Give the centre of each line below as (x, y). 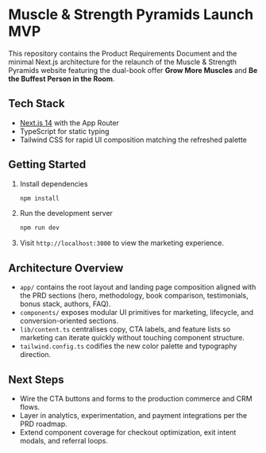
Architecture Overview (66, 268)
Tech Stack (37, 104)
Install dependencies (54, 183)
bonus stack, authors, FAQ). (65, 304)
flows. (30, 407)
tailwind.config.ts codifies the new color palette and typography (128, 346)
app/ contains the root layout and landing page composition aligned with (138, 287)
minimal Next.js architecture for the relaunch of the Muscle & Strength (122, 62)
